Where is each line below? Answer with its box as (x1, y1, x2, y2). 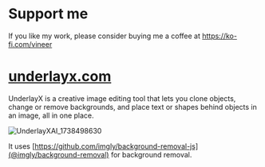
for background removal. (110, 150, 192, 159)
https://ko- (202, 31, 238, 41)
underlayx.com (8, 68, 112, 86)
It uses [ (8, 141, 35, 151)
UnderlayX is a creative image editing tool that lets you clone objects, (8, 93, 236, 103)
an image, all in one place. (8, 111, 94, 120)
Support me (8, 5, 89, 23)
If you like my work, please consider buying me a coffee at (8, 31, 201, 41)
